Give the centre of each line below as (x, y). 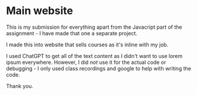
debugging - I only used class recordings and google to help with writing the (98, 68)
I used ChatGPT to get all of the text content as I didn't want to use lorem (94, 56)
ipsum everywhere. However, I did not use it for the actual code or (86, 62)
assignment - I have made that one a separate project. (72, 33)
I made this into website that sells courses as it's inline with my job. (87, 45)
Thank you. (20, 86)
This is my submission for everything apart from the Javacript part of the (94, 27)
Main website (40, 11)
